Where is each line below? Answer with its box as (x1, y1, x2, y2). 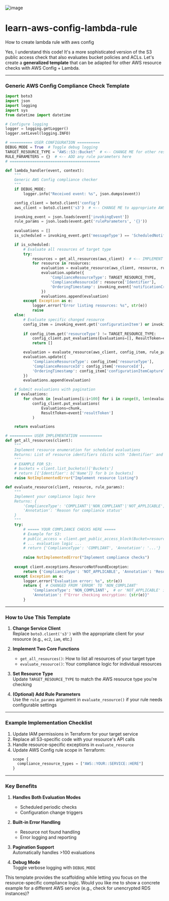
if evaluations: (14, 391, 49, 397)
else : (14, 313, 26, 318)
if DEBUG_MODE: (14, 187, 46, 192)
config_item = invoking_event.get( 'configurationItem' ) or (23, 322, 150, 327)
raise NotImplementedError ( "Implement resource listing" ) (14, 476, 138, 481)
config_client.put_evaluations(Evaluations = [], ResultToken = (32, 336, 163, 341)
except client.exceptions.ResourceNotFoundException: (14, 564, 129, 570)
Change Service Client (12, 626, 61, 632)
